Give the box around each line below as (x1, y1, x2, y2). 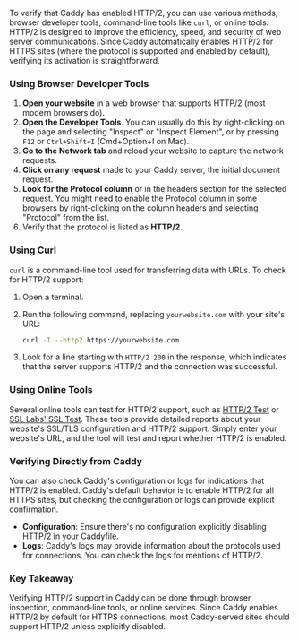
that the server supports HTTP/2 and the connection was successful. (21, 361, 277, 372)
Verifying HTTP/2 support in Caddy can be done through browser (9, 592, 251, 603)
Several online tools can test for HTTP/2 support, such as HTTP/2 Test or (9, 403, 279, 415)
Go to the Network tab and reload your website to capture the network (21, 145, 284, 156)
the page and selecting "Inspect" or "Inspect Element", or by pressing (21, 126, 280, 137)
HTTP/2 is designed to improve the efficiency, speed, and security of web (9, 27, 282, 37)
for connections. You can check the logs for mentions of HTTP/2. (21, 550, 263, 561)
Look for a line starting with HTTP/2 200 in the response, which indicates (21, 351, 287, 362)
